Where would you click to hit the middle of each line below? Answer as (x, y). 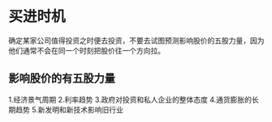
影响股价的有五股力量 (62, 79)
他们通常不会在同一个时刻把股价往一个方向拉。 (86, 50)
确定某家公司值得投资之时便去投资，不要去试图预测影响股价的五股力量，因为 (136, 40)
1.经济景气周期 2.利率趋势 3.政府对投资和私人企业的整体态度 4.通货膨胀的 (130, 99)
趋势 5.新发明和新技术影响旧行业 (69, 109)
